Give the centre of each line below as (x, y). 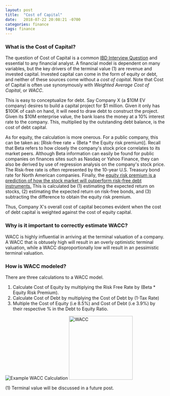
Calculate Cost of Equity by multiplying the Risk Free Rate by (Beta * (84, 287)
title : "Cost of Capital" (34, 15)
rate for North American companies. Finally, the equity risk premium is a (81, 175)
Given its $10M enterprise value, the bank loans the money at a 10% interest (85, 117)
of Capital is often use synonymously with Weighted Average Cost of (77, 85)
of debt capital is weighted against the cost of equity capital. (69, 212)
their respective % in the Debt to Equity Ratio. (60, 309)
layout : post (19, 10)
